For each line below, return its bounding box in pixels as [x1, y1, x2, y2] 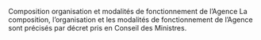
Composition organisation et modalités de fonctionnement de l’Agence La [8, 7, 248, 16]
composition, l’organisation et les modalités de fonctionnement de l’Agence [8, 15, 253, 24]
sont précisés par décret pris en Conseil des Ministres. [8, 24, 187, 32]
